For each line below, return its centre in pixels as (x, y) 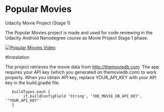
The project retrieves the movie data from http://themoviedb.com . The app (82, 67)
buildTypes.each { (31, 92)
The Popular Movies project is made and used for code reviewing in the (79, 32)
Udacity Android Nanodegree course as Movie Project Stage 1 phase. (77, 38)
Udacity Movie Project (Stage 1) (38, 23)
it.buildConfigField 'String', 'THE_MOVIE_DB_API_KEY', (83, 96)
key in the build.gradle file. (33, 83)
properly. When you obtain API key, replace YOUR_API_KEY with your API (81, 77)
